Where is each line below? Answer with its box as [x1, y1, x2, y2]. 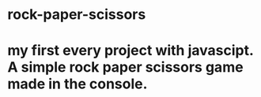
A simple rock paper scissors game [7, 58, 244, 76]
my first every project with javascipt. [7, 42, 254, 60]
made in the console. [7, 75, 148, 93]
